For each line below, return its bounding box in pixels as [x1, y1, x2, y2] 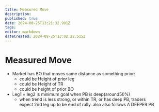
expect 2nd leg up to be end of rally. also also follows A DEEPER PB [19, 101, 154, 107]
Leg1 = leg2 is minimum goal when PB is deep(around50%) [12, 91, 130, 97]
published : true [5, 16, 38, 21]
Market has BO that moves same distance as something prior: [12, 70, 136, 76]
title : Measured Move [5, 7, 49, 12]
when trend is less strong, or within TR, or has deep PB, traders [19, 96, 146, 102]
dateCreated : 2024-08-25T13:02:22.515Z [5, 34, 86, 39]
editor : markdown [5, 29, 40, 34]
